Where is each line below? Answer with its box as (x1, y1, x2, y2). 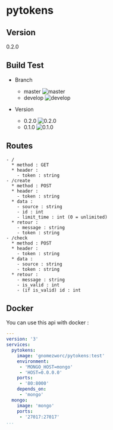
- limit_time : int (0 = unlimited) (17, 214, 108, 220)
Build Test (6, 60, 44, 70)
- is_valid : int (17, 281, 60, 288)
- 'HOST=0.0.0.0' (19, 369, 62, 376)
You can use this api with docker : (6, 319, 89, 326)
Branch (14, 76, 33, 83)
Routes (6, 141, 33, 151)
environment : (17, 358, 49, 364)
